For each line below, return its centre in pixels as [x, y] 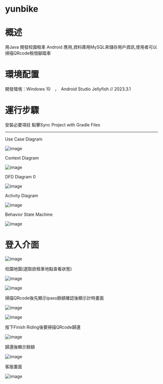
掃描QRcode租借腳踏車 [28, 53]
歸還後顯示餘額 [20, 347]
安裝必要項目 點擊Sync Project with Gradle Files [53, 125]
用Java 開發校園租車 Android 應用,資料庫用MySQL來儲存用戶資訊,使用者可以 [81, 47]
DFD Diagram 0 [20, 177]
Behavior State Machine [29, 214]
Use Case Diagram [24, 139]
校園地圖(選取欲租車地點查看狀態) [39, 269]
